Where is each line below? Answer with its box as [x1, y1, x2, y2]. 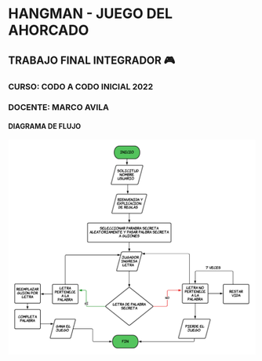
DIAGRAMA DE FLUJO [8, 122, 82, 131]
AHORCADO [8, 21, 89, 39]
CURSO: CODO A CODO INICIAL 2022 [8, 81, 154, 92]
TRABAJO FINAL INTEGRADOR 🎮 [8, 53, 176, 67]
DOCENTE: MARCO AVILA [8, 102, 110, 113]
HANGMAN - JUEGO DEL [8, 5, 173, 23]
